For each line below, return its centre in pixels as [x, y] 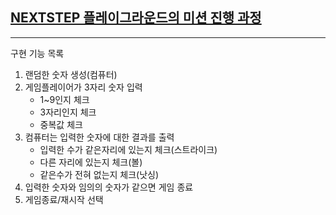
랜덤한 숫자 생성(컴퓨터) [71, 74]
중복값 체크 [61, 124]
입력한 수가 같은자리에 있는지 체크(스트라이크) [128, 149]
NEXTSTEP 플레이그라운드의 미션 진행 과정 [136, 18]
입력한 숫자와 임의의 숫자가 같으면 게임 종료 [109, 187]
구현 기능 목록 [37, 53]
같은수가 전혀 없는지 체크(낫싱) [99, 174]
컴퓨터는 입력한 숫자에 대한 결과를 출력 [99, 137]
